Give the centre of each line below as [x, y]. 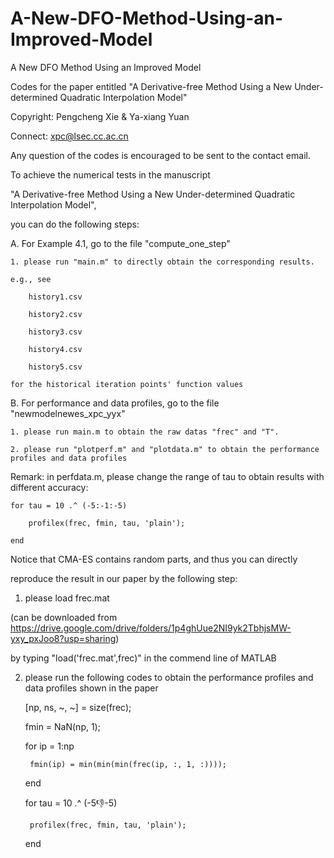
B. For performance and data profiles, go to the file [115, 403]
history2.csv [55, 314]
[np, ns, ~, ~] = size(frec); [78, 707]
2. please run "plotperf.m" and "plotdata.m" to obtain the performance [165, 449]
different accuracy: [49, 487]
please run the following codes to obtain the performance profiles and [169, 677]
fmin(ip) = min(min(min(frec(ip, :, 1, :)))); [128, 764]
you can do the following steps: [75, 224]
